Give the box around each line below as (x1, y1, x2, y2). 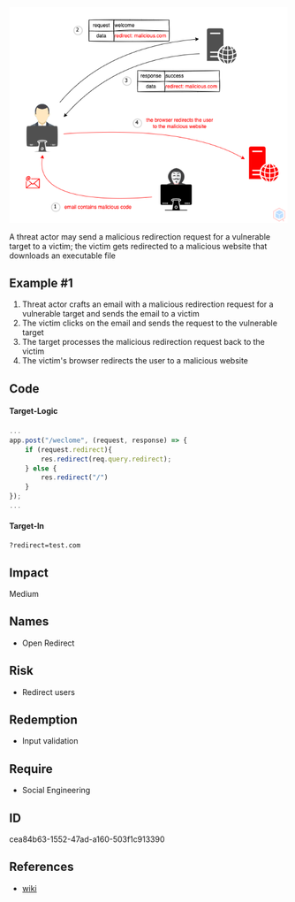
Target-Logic (9, 406, 58, 417)
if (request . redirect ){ (25, 445, 113, 454)
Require (9, 761, 53, 776)
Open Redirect (21, 638, 75, 648)
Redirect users (21, 686, 75, 697)
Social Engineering (21, 785, 91, 796)
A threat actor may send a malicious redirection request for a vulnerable (9, 231, 271, 241)
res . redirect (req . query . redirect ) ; (41, 455, 172, 463)
